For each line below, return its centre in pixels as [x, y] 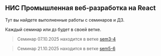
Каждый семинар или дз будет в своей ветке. [53, 29]
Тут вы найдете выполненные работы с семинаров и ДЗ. [65, 20]
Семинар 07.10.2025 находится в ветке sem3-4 [67, 39]
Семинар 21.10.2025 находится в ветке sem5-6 [66, 48]
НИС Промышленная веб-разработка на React [80, 8]
